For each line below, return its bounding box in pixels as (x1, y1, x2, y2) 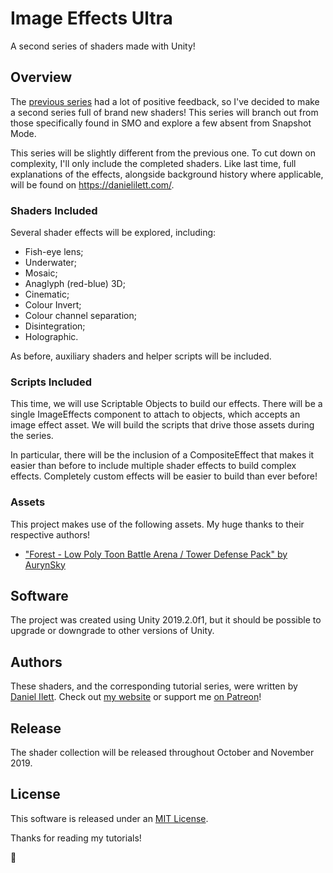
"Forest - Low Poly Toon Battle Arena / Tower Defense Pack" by (24, 548, 288, 560)
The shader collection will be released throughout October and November (10, 747, 315, 759)
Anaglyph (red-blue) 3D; (24, 278, 126, 290)
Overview (10, 69, 73, 86)
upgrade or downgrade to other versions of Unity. (10, 625, 215, 637)
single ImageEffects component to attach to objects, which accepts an (10, 408, 301, 421)
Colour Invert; (24, 299, 82, 311)
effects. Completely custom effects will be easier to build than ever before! (10, 470, 318, 482)
